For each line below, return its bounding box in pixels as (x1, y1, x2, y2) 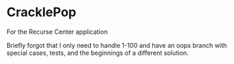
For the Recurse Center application (6, 27, 109, 36)
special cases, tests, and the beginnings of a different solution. (6, 49, 189, 57)
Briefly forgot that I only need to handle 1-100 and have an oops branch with (6, 41, 227, 49)
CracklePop (6, 4, 77, 20)
